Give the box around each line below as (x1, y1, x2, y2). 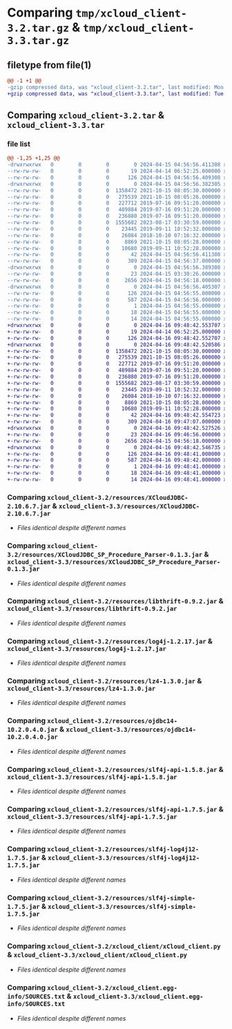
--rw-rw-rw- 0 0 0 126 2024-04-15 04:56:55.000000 (7, 290, 221, 296)
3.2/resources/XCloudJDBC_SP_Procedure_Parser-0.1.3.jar (7, 551, 203, 559)
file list (7, 139, 31, 149)
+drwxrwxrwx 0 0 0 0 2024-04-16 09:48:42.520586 (7, 341, 221, 348)
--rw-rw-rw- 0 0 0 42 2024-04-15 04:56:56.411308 (7, 251, 221, 258)
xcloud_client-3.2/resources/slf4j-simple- (47, 894, 195, 902)
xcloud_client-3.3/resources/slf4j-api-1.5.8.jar (7, 773, 177, 781)
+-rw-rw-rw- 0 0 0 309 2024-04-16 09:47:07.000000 (7, 418, 221, 426)
